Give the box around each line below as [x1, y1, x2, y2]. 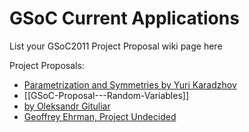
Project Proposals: [9, 59, 85, 71]
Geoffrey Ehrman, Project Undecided [23, 110, 177, 122]
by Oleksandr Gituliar [23, 100, 111, 112]
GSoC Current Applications [9, 7, 240, 30]
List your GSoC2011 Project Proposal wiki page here [9, 40, 223, 52]
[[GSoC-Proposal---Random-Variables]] [23, 89, 190, 101]
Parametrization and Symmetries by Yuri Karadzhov [23, 78, 237, 91]
